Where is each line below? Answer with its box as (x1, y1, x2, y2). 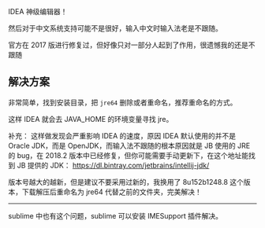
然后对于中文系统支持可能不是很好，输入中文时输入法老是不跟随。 (8, 24, 222, 33)
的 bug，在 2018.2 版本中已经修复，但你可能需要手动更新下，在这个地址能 (8, 150, 249, 160)
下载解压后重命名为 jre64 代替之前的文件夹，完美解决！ (21, 187, 203, 197)
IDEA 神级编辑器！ (8, 7, 68, 16)
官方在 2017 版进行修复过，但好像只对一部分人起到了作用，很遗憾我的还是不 (8, 40, 256, 50)
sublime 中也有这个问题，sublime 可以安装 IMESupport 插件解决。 (8, 211, 223, 220)
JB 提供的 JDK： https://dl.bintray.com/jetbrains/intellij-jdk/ (17, 160, 210, 170)
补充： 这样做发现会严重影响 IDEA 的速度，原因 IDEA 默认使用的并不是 (8, 131, 237, 140)
